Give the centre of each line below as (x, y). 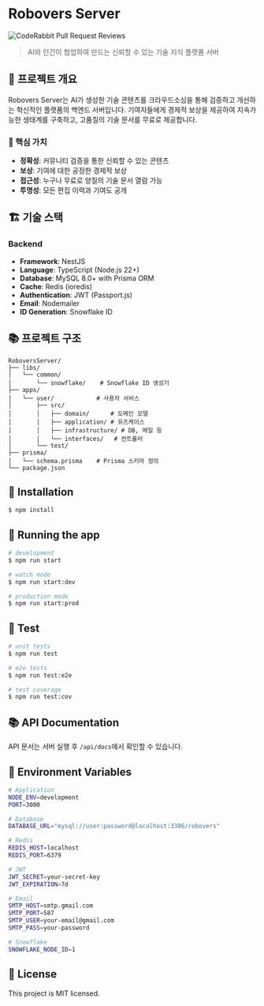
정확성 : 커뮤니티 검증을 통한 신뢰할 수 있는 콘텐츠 (94, 161)
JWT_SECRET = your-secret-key (54, 877)
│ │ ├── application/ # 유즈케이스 (76, 422)
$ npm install (32, 511)
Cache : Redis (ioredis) (56, 286)
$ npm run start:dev (42, 582)
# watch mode (30, 575)
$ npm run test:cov (40, 697)
